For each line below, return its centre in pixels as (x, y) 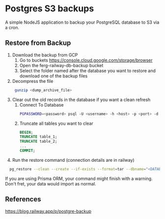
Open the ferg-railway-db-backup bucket (61, 65)
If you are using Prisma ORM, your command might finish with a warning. (79, 179)
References (23, 200)
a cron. (12, 27)
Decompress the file (33, 81)
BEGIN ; (26, 132)
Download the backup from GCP (45, 55)
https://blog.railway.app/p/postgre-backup (48, 211)
